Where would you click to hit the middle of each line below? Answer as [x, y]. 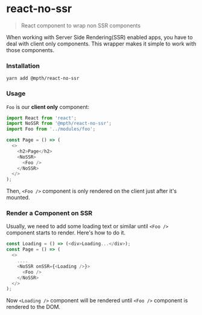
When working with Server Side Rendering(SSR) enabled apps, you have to [99, 37]
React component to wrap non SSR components [80, 25]
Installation [23, 65]
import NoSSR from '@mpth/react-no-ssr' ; [59, 124]
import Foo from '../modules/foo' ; [51, 129]
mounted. [18, 197]
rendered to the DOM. [33, 307]
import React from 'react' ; [42, 118]
